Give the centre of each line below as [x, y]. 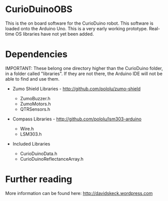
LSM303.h [31, 134]
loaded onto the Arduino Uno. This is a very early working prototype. [76, 28]
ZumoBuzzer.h [35, 98]
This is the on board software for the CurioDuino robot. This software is [79, 23]
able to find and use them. [32, 79]
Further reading [39, 179]
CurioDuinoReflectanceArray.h [52, 159]
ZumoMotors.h [36, 104]
